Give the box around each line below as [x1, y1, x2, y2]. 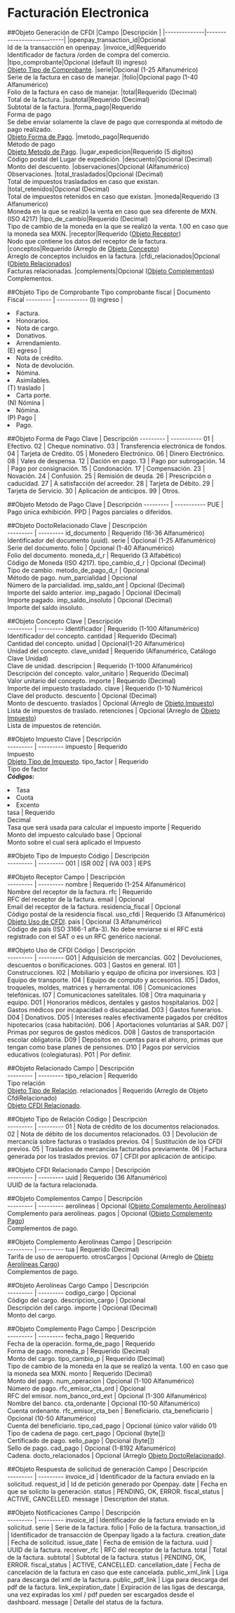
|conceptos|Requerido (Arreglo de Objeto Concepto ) [7, 244, 160, 253]
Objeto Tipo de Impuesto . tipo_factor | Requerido [7, 757, 149, 766]
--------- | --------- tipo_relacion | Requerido [7, 1071, 138, 1080]
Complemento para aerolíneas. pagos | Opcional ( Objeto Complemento [7, 1209, 213, 1217]
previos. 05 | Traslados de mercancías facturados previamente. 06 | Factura [7, 1144, 227, 1153]
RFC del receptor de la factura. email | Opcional [7, 895, 145, 903]
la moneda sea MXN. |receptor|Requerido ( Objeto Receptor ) [7, 230, 181, 238]
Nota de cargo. [16, 324, 60, 332]
